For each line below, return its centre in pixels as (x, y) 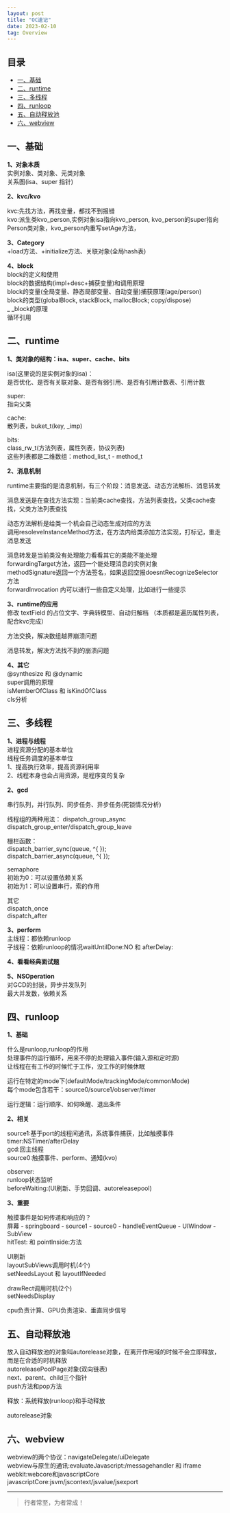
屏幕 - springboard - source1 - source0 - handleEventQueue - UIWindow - (112, 1226)
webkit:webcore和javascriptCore (53, 1474)
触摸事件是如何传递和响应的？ (49, 1218)
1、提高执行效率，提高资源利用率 (53, 766)
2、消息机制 (24, 470)
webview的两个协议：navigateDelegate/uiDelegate (78, 1457)
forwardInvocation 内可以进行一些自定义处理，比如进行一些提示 (97, 589)
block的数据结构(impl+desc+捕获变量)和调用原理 (76, 283)
